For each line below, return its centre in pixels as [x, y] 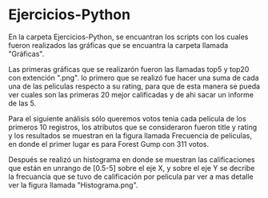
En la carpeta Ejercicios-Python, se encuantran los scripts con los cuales [128, 37]
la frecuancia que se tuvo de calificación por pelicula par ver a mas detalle [131, 176]
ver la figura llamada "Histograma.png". [73, 184]
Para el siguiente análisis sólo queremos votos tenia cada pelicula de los [127, 118]
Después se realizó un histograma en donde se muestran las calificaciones [132, 159]
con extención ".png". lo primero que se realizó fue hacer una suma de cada [134, 77]
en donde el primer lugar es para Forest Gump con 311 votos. [109, 144]
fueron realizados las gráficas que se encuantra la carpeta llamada [118, 45]
